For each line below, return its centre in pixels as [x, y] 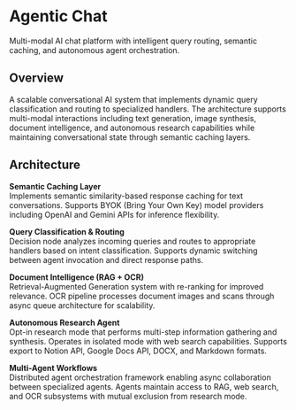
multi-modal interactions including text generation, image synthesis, [133, 118]
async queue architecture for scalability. [82, 305]
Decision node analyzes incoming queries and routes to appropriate [133, 241]
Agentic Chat [58, 16]
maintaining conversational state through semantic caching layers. [130, 137]
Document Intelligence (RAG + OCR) [76, 277]
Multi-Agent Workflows [53, 367]
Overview [37, 78]
